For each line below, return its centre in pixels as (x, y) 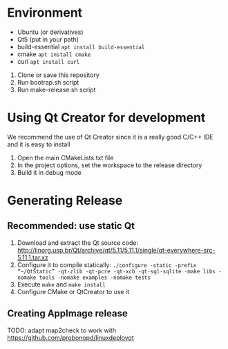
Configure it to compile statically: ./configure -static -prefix (107, 264)
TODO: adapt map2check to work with (61, 330)
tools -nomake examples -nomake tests (95, 278)
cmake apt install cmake (54, 54)
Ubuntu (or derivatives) (50, 32)
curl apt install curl (48, 61)
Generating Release (65, 201)
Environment (45, 13)
